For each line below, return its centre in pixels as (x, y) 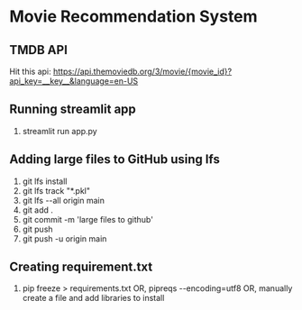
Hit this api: (30, 71)
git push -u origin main (64, 238)
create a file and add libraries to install (93, 298)
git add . (38, 210)
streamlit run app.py (59, 131)
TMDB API (38, 50)
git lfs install (45, 181)
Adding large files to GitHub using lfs (115, 160)
